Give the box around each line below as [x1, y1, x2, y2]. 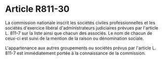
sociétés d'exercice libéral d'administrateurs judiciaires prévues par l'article [5, 25, 159, 30]
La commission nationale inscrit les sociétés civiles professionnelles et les [5, 20, 156, 26]
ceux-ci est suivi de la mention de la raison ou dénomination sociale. [5, 35, 144, 41]
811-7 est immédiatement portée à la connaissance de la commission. [5, 50, 146, 56]
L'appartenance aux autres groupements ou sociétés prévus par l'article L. [5, 45, 156, 51]
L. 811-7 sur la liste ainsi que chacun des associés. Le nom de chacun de [5, 30, 153, 36]
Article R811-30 [5, 3, 70, 15]
